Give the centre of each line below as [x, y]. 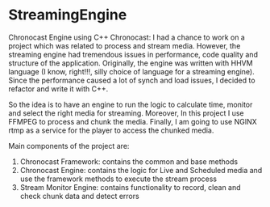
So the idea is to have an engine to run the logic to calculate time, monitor [131, 104]
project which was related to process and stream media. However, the [125, 45]
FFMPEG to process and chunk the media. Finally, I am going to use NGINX [133, 121]
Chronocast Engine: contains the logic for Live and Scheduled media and [141, 170]
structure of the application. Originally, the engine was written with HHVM [131, 63]
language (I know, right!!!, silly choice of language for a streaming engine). [132, 71]
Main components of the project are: [69, 146]
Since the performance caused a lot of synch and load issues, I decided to [132, 80]
